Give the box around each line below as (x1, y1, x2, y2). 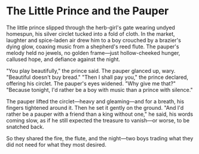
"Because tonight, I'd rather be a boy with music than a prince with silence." (6, 86, 193, 93)
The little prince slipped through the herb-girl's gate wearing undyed (6, 24, 175, 31)
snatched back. (6, 123, 45, 130)
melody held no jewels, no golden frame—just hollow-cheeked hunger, (6, 49, 180, 56)
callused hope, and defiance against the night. (6, 56, 121, 63)
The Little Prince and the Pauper (6, 4, 169, 18)
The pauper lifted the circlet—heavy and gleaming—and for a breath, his (6, 97, 184, 105)
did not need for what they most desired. (6, 141, 106, 148)
